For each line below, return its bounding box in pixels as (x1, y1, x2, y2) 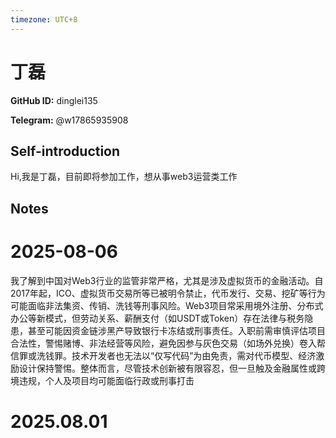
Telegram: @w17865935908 (10, 114, 129, 126)
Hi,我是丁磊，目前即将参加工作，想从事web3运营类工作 (10, 171, 238, 183)
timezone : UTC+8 (10, 14, 78, 25)
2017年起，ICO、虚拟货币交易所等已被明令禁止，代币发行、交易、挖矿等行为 (10, 287, 326, 299)
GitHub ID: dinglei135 (10, 94, 98, 106)
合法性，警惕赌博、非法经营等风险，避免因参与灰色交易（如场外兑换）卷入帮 (10, 337, 326, 349)
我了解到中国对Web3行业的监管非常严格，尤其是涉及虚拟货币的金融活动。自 (10, 274, 324, 286)
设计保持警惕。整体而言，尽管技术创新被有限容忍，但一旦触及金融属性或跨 (18, 362, 326, 374)
